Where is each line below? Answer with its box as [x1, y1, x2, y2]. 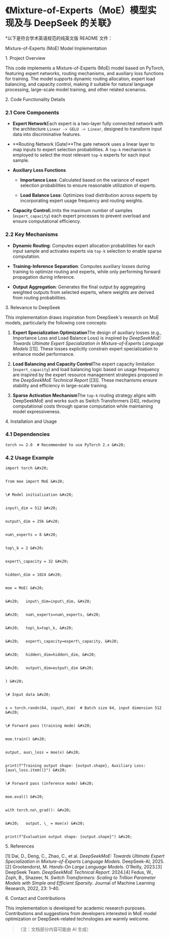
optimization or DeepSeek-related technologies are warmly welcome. [5, 916, 150, 922]
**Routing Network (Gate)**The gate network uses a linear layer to [12, 141, 155, 147]
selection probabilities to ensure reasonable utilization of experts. [20, 182, 157, 188]
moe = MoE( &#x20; [5, 586, 44, 591]
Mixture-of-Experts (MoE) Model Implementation [5, 45, 107, 51]
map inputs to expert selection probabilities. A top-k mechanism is [12, 147, 151, 153]
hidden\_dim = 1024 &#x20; [5, 572, 62, 578]
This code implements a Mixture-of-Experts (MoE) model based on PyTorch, [5, 64, 164, 71]
